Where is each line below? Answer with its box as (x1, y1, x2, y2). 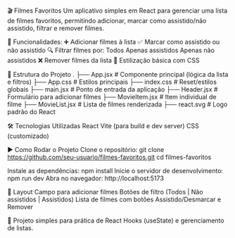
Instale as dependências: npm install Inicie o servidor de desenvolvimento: (7, 167, 224, 175)
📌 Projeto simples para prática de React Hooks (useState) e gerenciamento (7, 216, 224, 225)
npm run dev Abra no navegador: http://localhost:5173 (7, 174, 164, 182)
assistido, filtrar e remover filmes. (7, 24, 104, 32)
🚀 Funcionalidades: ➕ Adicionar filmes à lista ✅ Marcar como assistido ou (7, 38, 220, 46)
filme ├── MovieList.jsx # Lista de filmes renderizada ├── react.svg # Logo (7, 100, 228, 108)
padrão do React (7, 108, 56, 115)
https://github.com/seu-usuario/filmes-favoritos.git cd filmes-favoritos (7, 153, 212, 161)
